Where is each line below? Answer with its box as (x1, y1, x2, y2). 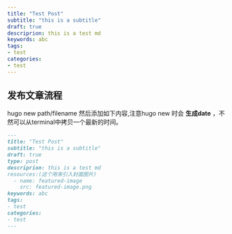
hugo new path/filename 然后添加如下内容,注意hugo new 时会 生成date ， (7, 109, 219, 118)
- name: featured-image (13, 177, 82, 185)
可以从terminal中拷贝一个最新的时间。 (13, 118, 123, 126)
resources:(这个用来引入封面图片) (7, 171, 97, 178)
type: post (7, 157, 39, 164)
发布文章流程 (7, 90, 63, 102)
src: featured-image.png (20, 184, 92, 191)
